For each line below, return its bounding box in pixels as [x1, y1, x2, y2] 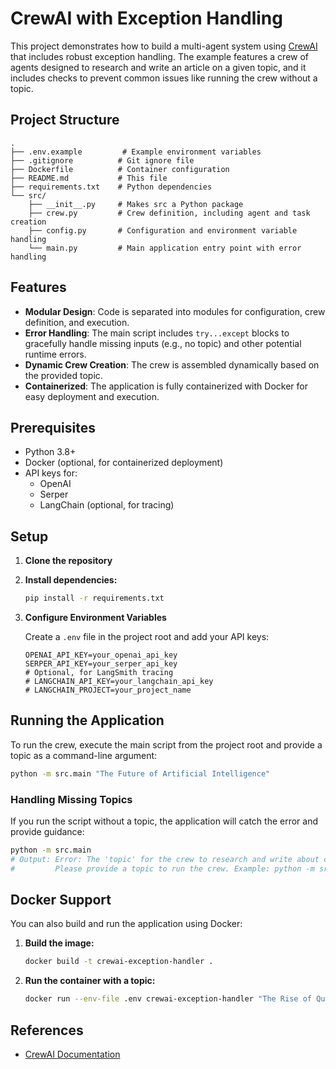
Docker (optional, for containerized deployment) [24, 457, 224, 469]
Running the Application [10, 712, 165, 729]
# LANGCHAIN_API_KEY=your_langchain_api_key [24, 677, 214, 687]
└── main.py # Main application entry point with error [28, 243, 302, 253]
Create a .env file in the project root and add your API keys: [24, 631, 270, 643]
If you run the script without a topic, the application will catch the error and [10, 815, 319, 827]
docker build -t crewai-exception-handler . [24, 957, 214, 967]
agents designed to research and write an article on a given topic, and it [10, 61, 307, 73]
